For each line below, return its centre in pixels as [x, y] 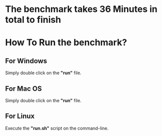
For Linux [20, 116]
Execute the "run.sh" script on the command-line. [57, 128]
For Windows [26, 61]
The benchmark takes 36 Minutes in [81, 9]
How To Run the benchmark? [66, 43]
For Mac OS [24, 88]
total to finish [33, 20]
